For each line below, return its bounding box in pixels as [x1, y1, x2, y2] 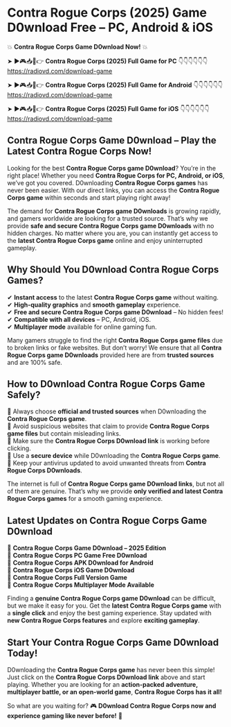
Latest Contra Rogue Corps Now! [7, 146, 152, 157]
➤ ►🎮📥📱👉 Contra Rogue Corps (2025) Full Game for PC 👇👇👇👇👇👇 [7, 57, 208, 65]
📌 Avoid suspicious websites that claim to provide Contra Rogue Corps [7, 422, 210, 431]
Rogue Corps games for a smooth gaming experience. [7, 495, 163, 503]
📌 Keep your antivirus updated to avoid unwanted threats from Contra [7, 459, 206, 468]
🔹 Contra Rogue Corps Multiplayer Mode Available [7, 581, 154, 589]
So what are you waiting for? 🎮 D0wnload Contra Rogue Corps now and [7, 702, 216, 710]
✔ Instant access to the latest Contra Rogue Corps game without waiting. [7, 293, 219, 301]
